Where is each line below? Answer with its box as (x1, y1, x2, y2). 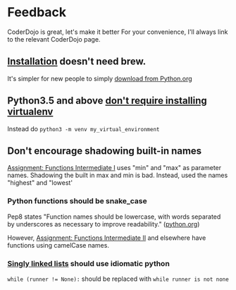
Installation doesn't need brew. (7, 56, 147, 68)
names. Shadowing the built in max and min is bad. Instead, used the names (7, 171, 228, 180)
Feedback (7, 4, 67, 20)
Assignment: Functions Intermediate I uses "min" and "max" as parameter (7, 164, 222, 172)
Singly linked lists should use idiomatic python (7, 258, 170, 268)
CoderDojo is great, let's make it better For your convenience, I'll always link (7, 28, 228, 36)
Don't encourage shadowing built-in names (7, 145, 202, 157)
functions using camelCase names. (7, 241, 109, 249)
